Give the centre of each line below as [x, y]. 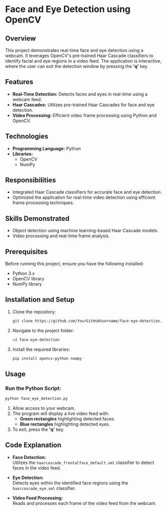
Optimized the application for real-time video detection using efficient [84, 197]
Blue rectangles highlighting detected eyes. [65, 424]
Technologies [27, 136]
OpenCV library [28, 279]
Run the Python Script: [33, 388]
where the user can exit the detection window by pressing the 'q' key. [77, 66]
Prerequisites [26, 251]
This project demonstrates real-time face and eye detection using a [74, 50]
